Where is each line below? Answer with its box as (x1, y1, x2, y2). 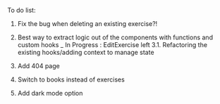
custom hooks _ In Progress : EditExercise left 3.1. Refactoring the (17, 41, 208, 48)
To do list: (7, 6, 36, 14)
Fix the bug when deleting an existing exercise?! (17, 20, 158, 27)
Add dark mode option (17, 89, 83, 97)
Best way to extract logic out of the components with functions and (17, 33, 214, 41)
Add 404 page (17, 62, 60, 70)
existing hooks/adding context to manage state (17, 48, 154, 56)
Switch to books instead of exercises (17, 75, 125, 84)
